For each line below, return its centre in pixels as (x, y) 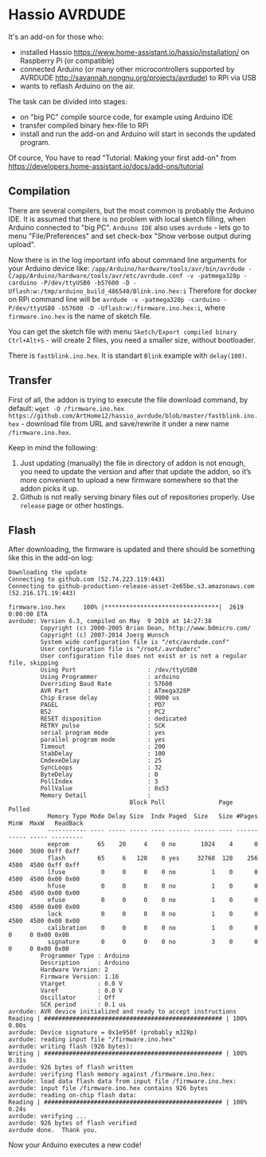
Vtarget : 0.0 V (82, 984)
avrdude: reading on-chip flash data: (72, 1096)
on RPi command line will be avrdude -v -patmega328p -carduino (114, 299)
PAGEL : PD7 (103, 705)
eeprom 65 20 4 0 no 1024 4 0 (153, 845)
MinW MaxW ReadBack (46, 824)
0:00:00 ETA (28, 614)
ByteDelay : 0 (99, 775)
